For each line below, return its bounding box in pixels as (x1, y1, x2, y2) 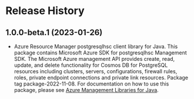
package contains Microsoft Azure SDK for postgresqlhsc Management (14, 49, 188, 56)
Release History (5, 4, 85, 18)
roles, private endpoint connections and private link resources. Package (14, 74, 189, 81)
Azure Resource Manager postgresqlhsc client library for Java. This (14, 43, 178, 50)
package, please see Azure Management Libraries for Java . (14, 87, 159, 93)
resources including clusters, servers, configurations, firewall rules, (14, 68, 178, 74)
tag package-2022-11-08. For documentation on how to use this (14, 80, 169, 87)
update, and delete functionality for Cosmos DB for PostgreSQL (14, 62, 168, 69)
